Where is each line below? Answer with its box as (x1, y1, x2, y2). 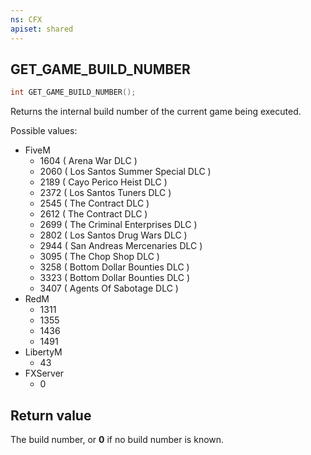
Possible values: (10, 125, 78, 137)
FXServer (24, 367, 65, 380)
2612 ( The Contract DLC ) (39, 208, 148, 220)
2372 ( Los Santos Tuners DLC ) (39, 187, 172, 199)
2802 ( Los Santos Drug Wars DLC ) (39, 229, 188, 241)
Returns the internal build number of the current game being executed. (10, 106, 302, 118)
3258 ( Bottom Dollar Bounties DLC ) (39, 261, 190, 273)
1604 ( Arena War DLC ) (39, 155, 138, 167)
